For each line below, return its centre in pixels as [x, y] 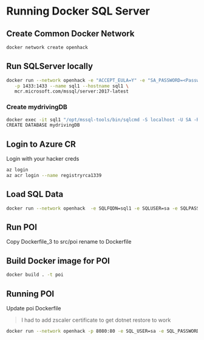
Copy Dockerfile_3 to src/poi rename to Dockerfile [69, 242]
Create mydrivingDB [37, 107]
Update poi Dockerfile [34, 308]
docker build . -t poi [35, 275]
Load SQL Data [35, 194]
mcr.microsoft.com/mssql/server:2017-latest [72, 92]
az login [17, 170]
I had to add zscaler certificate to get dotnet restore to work [96, 320]
